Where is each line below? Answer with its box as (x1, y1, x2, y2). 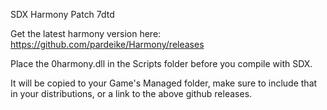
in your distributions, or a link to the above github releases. (10, 88, 253, 99)
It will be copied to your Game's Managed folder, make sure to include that (10, 77, 318, 89)
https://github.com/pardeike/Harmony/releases (10, 39, 205, 50)
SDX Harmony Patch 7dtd (10, 9, 115, 20)
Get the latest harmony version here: (10, 28, 162, 39)
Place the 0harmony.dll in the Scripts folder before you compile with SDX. (10, 58, 313, 69)
